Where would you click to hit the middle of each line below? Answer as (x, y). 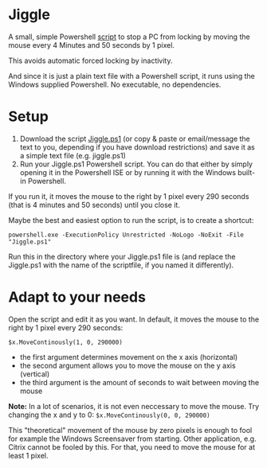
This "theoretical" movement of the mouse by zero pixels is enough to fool (130, 430)
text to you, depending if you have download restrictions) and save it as (137, 147)
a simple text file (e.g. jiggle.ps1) (73, 155)
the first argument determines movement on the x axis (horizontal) (129, 357)
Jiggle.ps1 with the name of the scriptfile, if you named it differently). (121, 265)
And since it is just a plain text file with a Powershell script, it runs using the (132, 76)
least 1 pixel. (28, 455)
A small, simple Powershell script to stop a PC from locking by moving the (129, 37)
